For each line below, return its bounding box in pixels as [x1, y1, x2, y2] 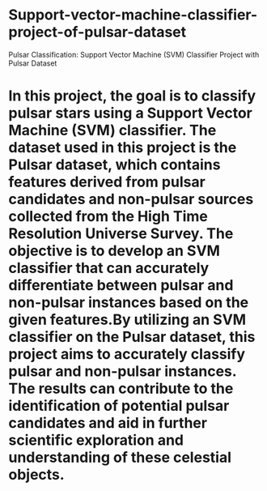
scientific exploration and [8, 431, 184, 450]
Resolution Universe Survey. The [8, 224, 234, 243]
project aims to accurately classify [8, 345, 245, 364]
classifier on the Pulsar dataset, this [8, 328, 256, 346]
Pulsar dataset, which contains [8, 156, 221, 174]
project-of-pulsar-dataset [8, 23, 187, 41]
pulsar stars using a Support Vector [8, 104, 253, 122]
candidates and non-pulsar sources [8, 190, 254, 208]
